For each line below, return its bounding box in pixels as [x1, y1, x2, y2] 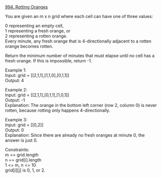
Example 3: [5, 117, 28, 122]
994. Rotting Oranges [5, 4, 48, 10]
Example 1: [5, 67, 27, 73]
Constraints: [5, 147, 30, 152]
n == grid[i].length [5, 157, 42, 163]
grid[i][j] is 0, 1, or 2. [5, 167, 46, 173]
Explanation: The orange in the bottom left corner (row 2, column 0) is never [5, 103, 157, 108]
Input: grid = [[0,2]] [5, 122, 44, 128]
